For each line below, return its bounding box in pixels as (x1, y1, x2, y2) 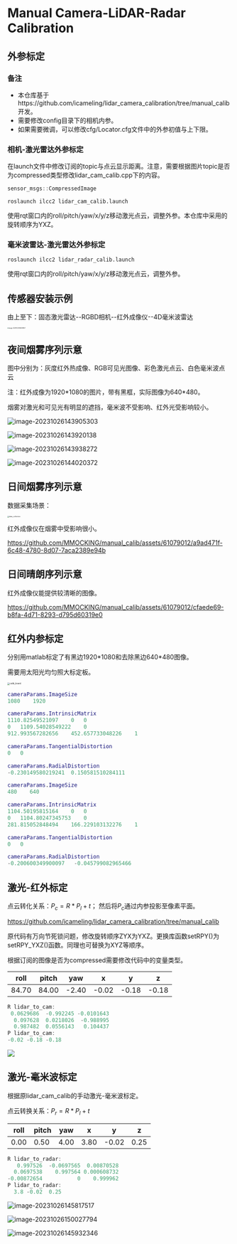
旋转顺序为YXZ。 (7, 220, 57, 229)
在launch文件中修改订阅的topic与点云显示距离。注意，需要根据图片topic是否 (7, 162, 231, 171)
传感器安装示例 (7, 292, 73, 304)
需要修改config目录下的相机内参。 (17, 116, 118, 124)
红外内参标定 (7, 632, 64, 644)
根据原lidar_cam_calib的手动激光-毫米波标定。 (7, 1091, 143, 1100)
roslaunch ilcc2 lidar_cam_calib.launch (7, 198, 129, 206)
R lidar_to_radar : (7, 1155, 62, 1162)
